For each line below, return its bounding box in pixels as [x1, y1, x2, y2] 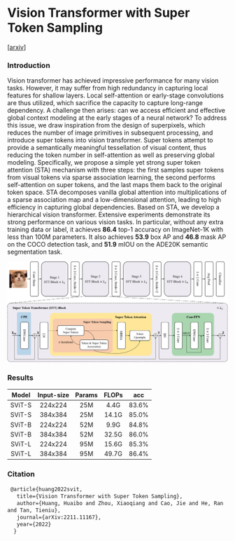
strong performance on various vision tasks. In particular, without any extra [7, 218, 224, 226]
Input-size [37, 390, 70, 399]
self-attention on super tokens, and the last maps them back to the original [7, 181, 222, 189]
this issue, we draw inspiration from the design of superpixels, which [7, 121, 206, 130]
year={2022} [16, 521, 52, 528]
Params [75, 390, 98, 399]
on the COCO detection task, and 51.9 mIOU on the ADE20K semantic [7, 240, 208, 249]
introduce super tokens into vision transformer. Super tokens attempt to [7, 136, 213, 144]
